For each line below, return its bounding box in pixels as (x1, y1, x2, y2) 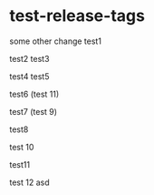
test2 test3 (9, 53, 50, 64)
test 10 (9, 141, 34, 152)
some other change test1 (9, 36, 102, 46)
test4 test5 (9, 70, 50, 82)
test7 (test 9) (9, 106, 57, 117)
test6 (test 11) (9, 88, 60, 99)
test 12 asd (9, 177, 50, 188)
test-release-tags (9, 5, 145, 26)
